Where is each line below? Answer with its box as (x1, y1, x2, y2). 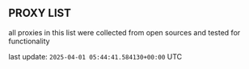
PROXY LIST (8, 6, 71, 20)
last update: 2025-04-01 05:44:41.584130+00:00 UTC (8, 51, 183, 61)
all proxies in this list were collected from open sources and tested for (8, 27, 241, 37)
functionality (8, 36, 50, 46)
